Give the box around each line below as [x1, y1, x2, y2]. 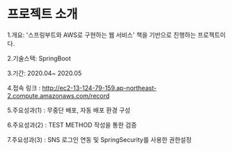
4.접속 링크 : [7, 84, 41, 92]
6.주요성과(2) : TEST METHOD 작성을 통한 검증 [7, 120, 137, 129]
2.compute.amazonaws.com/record [7, 91, 110, 100]
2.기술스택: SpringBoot [7, 54, 71, 63]
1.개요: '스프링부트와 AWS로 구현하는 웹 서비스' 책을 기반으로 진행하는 [7, 31, 196, 39]
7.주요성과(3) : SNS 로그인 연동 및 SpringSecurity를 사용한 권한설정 [7, 135, 192, 143]
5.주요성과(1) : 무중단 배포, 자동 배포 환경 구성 [7, 106, 131, 114]
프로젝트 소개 [7, 6, 78, 22]
